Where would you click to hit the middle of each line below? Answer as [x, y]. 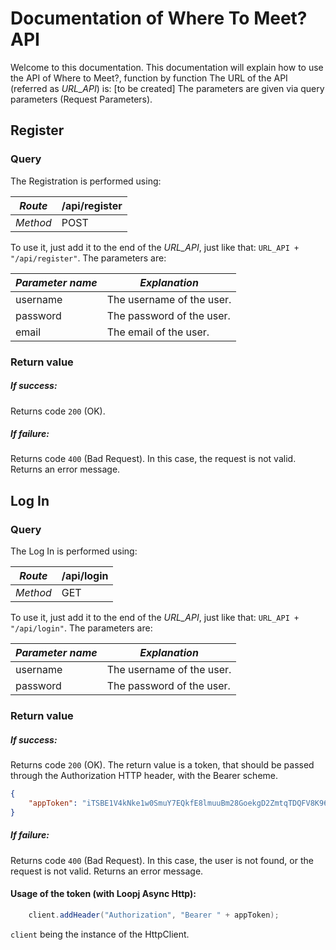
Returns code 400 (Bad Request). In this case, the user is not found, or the [162, 860]
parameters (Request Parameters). [81, 99]
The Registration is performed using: [86, 181]
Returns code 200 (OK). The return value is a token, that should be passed [162, 765]
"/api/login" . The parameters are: [81, 628]
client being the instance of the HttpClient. [100, 934]
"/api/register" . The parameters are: [88, 258]
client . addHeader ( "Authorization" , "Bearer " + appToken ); [154, 915]
